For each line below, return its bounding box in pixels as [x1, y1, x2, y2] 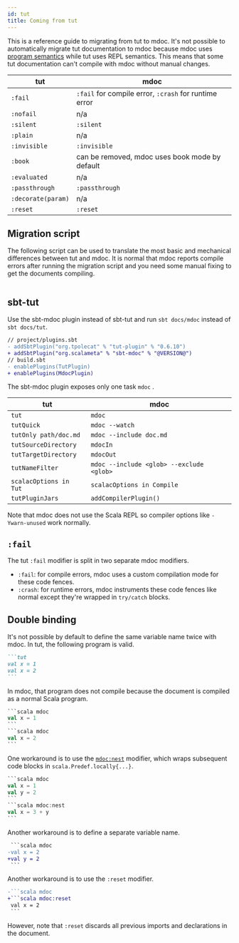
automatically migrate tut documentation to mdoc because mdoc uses [7, 44, 213, 53]
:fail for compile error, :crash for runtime [75, 88, 218, 98]
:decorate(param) [11, 194, 70, 203]
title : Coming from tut [7, 17, 78, 24]
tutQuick [11, 422, 41, 429]
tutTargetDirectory [11, 451, 77, 459]
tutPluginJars [11, 494, 59, 503]
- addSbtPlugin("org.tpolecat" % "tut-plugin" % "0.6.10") [7, 343, 186, 350]
